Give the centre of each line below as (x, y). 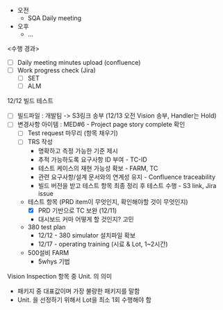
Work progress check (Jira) (56, 70)
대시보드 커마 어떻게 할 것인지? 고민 (86, 219)
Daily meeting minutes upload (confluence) (79, 62)
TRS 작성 (40, 142)
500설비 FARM (48, 252)
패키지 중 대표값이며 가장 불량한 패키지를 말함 (79, 290)
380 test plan (47, 227)
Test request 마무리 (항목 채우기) (73, 133)
